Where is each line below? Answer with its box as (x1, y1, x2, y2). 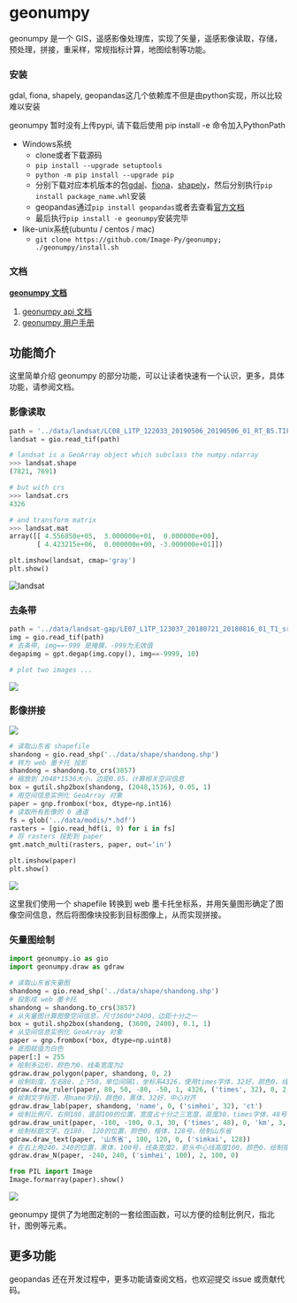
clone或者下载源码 (34, 149, 103, 161)
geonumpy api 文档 (21, 306, 93, 317)
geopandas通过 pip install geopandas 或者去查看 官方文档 (34, 202, 245, 212)
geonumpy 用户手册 (21, 317, 95, 327)
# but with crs (9, 483, 65, 493)
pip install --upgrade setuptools (34, 162, 163, 171)
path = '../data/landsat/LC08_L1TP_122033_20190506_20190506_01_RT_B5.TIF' (9, 426, 294, 435)
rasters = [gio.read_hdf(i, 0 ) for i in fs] (9, 824, 176, 833)
